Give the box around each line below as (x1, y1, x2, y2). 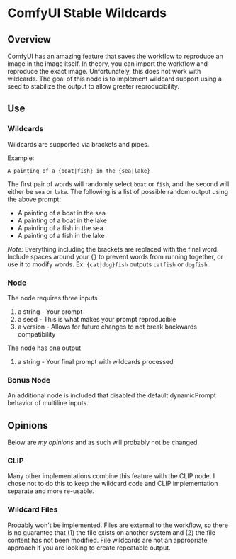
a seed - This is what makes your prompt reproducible (17, 315, 176, 323)
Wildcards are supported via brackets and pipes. (7, 140, 150, 148)
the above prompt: (7, 195, 62, 203)
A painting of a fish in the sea (17, 223, 103, 232)
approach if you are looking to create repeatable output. (7, 543, 172, 552)
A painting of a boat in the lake (17, 216, 108, 225)
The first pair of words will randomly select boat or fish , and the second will (7, 179, 230, 188)
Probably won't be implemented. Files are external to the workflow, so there (7, 521, 229, 529)
